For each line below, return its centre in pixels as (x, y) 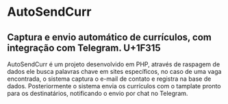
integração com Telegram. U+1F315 (84, 48)
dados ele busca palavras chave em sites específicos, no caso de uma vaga (114, 71)
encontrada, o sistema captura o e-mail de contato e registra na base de (109, 79)
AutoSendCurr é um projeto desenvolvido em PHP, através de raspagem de (114, 64)
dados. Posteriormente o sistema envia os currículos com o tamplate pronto (114, 86)
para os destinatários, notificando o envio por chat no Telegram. (98, 93)
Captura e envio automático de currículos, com (110, 37)
